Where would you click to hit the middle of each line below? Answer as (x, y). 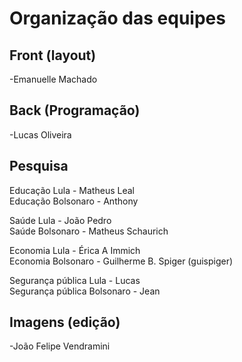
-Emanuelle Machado (53, 79)
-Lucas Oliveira (40, 134)
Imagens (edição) (65, 322)
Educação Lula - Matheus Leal (72, 190)
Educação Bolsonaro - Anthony (74, 201)
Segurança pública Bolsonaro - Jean (85, 291)
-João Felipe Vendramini (60, 346)
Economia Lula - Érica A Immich (75, 250)
